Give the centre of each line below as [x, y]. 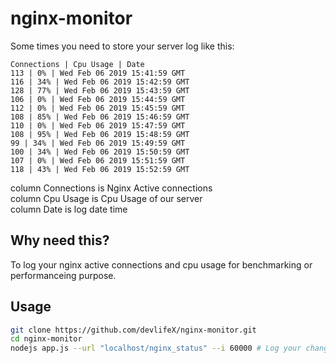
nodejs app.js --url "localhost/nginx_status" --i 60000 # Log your [156, 348]
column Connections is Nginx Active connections [111, 188]
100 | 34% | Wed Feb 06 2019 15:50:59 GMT [100, 152]
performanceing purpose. [63, 275]
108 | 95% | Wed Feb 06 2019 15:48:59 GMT [100, 134]
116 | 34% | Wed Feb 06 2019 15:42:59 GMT [100, 82]
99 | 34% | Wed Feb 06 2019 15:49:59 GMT [98, 143]
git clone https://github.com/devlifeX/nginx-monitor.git [133, 330]
